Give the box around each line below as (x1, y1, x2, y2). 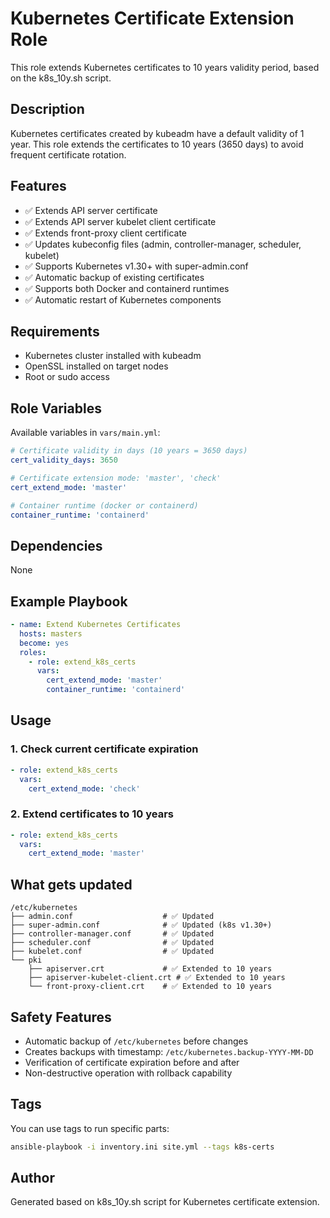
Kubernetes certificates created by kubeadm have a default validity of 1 (10, 127, 305, 139)
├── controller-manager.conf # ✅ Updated (10, 929, 215, 939)
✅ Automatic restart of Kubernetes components (24, 293, 222, 306)
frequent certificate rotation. (10, 148, 127, 161)
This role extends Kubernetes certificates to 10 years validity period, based (10, 61, 320, 73)
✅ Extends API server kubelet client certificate (24, 215, 217, 227)
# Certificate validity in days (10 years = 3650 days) (10, 446, 248, 456)
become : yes (19, 638, 70, 648)
